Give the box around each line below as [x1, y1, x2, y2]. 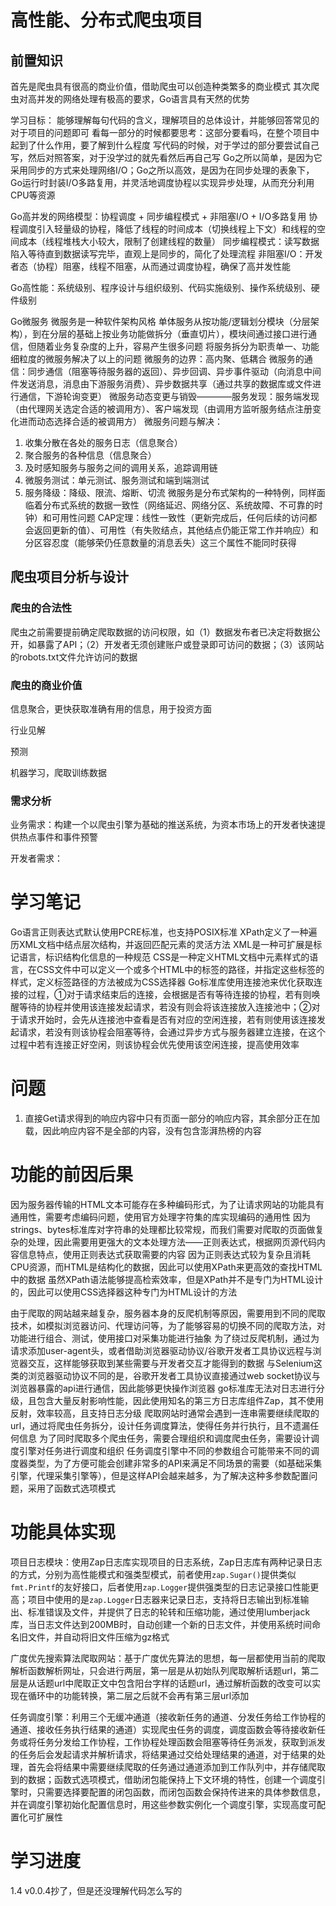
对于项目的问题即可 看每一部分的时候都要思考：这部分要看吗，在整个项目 [10, 127, 311, 138]
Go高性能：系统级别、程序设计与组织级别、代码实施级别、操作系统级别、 [10, 282, 312, 293]
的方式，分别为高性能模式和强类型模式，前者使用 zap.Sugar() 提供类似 [10, 1569, 297, 1581]
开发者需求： [10, 852, 63, 865]
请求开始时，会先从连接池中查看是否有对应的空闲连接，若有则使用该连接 [18, 1014, 317, 1026]
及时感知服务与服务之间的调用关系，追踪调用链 [24, 462, 218, 473]
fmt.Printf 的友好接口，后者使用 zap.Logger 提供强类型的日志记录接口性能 [10, 1581, 311, 1593]
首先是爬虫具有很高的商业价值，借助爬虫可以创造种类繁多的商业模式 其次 [10, 81, 311, 92]
